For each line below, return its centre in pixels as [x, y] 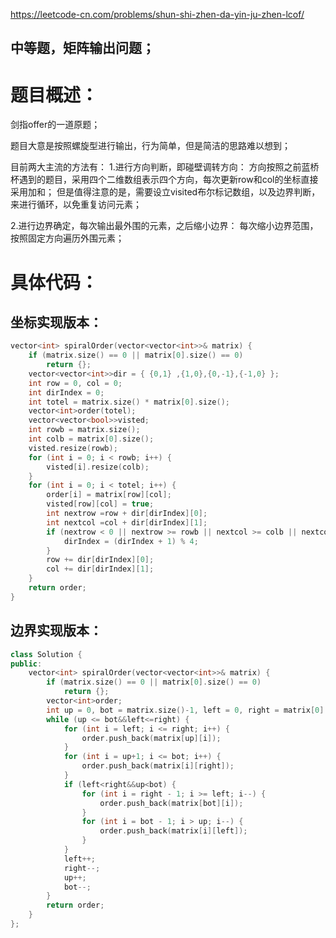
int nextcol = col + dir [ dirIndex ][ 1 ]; [127, 522]
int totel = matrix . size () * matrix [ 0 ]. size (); [129, 402]
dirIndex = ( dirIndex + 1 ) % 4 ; [131, 541]
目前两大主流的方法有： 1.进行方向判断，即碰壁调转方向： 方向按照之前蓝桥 [165, 167]
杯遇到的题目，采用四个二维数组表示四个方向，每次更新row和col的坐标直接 [164, 180]
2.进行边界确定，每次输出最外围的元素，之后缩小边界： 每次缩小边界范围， [164, 226]
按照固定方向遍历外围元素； [67, 238]
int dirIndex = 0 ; [66, 392]
